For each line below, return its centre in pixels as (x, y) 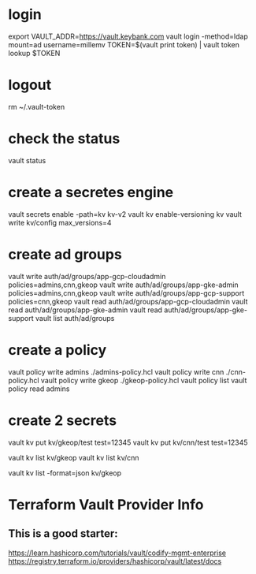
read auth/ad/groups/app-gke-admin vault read (85, 310)
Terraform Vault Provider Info (106, 504)
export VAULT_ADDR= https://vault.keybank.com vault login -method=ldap (128, 36)
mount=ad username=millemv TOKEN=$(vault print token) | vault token (124, 44)
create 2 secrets (62, 420)
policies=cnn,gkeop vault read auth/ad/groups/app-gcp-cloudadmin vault (128, 301)
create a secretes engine (91, 192)
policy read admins (39, 389)
